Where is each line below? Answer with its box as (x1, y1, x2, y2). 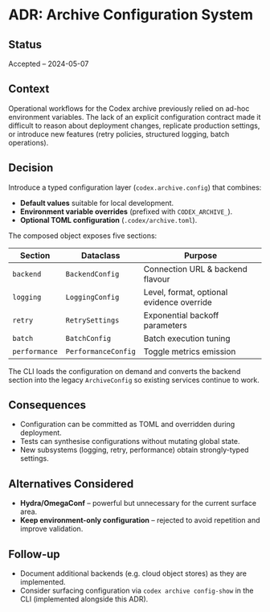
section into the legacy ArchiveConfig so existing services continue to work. (8, 375, 260, 384)
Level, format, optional (143, 286, 228, 298)
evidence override (143, 296, 213, 307)
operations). (8, 138, 49, 147)
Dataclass (81, 249, 121, 261)
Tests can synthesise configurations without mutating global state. (19, 437, 240, 446)
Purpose (183, 249, 218, 261)
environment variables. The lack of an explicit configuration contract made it (8, 112, 261, 121)
